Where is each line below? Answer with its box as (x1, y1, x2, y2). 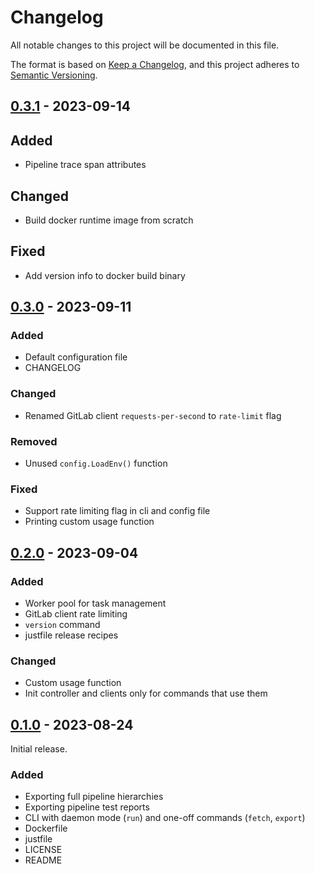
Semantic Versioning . (10, 69, 98, 81)
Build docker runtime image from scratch (24, 214, 194, 226)
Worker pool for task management (24, 597, 167, 610)
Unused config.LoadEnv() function (24, 457, 168, 470)
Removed (10, 434, 58, 448)
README (24, 854, 63, 866)
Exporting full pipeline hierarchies (24, 791, 164, 803)
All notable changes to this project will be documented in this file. (10, 39, 280, 51)
